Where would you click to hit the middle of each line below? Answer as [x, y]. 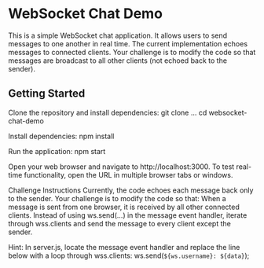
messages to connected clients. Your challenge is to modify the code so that [132, 52]
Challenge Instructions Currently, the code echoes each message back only [131, 190]
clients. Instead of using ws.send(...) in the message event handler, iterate [128, 215]
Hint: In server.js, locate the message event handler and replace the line [124, 247]
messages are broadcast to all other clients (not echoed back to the [118, 61]
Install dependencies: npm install [61, 136]
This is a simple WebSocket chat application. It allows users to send [118, 35]
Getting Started [47, 94]
